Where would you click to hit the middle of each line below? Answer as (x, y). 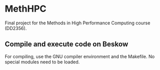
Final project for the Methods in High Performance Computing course (78, 23)
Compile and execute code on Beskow (66, 44)
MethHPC (26, 9)
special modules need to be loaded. (42, 62)
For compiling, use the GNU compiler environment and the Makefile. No (80, 56)
